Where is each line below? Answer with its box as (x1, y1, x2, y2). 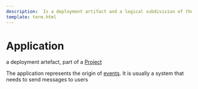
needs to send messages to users (6, 76, 88, 83)
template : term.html (6, 14, 57, 20)
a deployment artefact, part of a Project (6, 59, 102, 66)
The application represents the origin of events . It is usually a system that (6, 70, 184, 77)
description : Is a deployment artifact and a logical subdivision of (6, 8, 183, 15)
